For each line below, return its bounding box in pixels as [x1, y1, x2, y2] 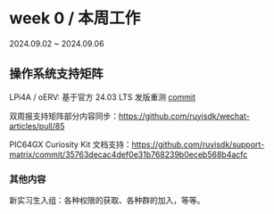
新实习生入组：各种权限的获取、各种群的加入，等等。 [9, 195, 205, 206]
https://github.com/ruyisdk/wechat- [119, 111, 250, 121]
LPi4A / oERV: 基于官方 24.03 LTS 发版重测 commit [9, 91, 196, 103]
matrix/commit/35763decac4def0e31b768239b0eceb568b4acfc [9, 149, 248, 160]
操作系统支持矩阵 [9, 66, 104, 81]
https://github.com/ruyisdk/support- [131, 139, 265, 150]
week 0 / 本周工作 [9, 8, 141, 29]
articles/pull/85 [9, 120, 65, 131]
